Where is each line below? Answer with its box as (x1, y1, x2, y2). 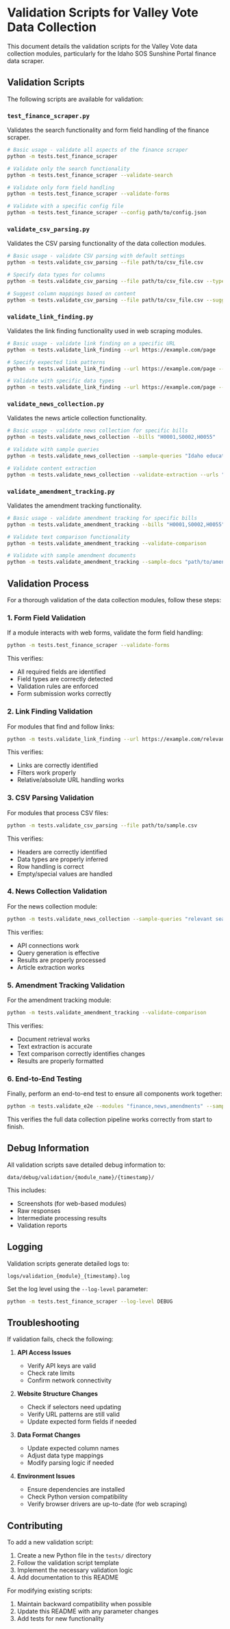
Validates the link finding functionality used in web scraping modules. (7, 326, 203, 334)
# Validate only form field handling (7, 184, 115, 191)
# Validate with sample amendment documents (7, 552, 136, 559)
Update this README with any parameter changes (16, 1607, 159, 1615)
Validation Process (7, 578, 89, 589)
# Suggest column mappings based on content (7, 290, 136, 297)
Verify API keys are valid (27, 1362, 97, 1370)
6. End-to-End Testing (7, 1073, 82, 1083)
